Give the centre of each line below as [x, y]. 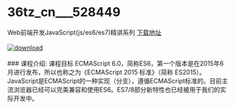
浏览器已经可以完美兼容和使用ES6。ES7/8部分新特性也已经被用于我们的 [117, 89]
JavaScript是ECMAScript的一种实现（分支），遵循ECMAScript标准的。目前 [115, 80]
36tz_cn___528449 [64, 12]
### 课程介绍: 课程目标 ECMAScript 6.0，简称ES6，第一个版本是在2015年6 [116, 63]
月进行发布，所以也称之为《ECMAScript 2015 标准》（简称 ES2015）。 [106, 72]
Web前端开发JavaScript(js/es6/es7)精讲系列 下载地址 [85, 32]
